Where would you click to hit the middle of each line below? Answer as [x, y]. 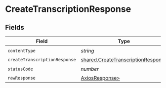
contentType [22, 51]
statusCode [20, 69]
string [88, 50]
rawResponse [22, 78]
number [90, 69]
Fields [15, 27]
